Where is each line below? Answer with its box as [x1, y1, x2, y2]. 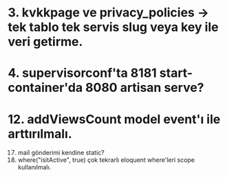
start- [159, 65, 193, 81]
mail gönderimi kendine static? [17, 149, 105, 157]
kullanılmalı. [17, 163, 52, 172]
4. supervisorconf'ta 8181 [8, 65, 157, 81]
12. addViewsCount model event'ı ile [8, 111, 221, 127]
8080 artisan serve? [85, 80, 205, 95]
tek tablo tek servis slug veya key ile [8, 19, 219, 35]
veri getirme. [8, 34, 83, 49]
